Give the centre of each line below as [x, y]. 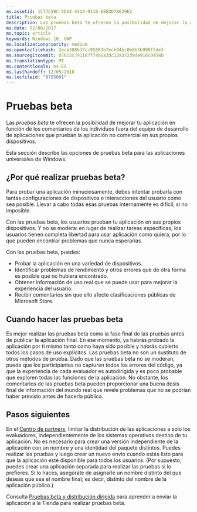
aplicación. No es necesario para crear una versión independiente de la [92, 441]
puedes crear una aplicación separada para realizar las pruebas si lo [89, 466]
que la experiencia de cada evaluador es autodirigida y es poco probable [94, 371]
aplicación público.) [30, 485]
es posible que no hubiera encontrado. [61, 276]
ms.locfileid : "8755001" [36, 77]
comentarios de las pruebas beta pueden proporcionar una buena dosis [93, 384]
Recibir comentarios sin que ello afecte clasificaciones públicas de [95, 294]
